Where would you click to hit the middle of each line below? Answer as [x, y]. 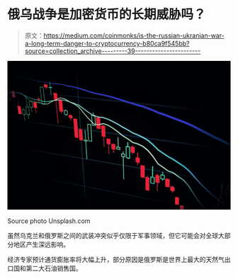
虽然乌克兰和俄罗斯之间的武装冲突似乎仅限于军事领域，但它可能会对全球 [113, 235]
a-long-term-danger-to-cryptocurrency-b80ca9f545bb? [107, 43]
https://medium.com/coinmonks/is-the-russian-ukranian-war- [134, 35]
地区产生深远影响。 [41, 244]
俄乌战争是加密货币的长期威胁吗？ [107, 15]
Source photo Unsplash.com [49, 221]
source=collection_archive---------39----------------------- [113, 51]
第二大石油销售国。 [54, 268]
